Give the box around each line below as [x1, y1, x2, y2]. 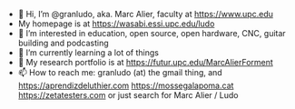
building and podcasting [17, 37, 109, 48]
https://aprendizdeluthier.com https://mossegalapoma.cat [17, 80, 234, 91]
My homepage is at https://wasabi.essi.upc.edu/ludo [17, 18, 215, 29]
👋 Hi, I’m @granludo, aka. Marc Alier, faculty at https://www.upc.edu [17, 9, 274, 19]
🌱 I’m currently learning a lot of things [17, 47, 159, 58]
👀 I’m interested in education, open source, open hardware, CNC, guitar [17, 28, 286, 38]
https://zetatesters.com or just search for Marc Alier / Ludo [17, 90, 239, 100]
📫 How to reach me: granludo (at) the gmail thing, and [17, 67, 222, 77]
